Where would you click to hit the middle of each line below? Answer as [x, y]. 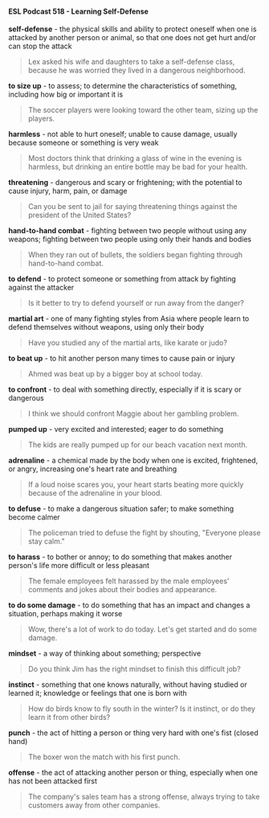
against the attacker [41, 288]
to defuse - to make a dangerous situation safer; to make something [121, 509]
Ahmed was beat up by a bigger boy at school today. [115, 374]
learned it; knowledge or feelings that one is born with [98, 693]
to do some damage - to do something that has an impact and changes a [129, 605]
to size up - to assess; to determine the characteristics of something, [123, 86]
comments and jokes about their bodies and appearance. [122, 590]
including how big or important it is [66, 95]
